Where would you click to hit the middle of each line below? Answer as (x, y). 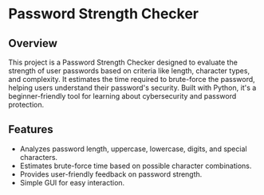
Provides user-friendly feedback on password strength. (111, 174)
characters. (39, 157)
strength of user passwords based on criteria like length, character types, (129, 71)
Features (31, 129)
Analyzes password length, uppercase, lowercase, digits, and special (133, 149)
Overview (33, 43)
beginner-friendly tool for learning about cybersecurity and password (122, 96)
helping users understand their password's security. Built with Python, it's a (132, 88)
